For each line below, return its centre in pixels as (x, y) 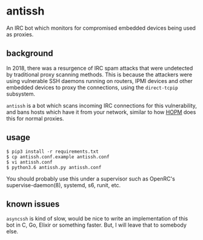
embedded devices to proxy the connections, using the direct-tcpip (92, 87)
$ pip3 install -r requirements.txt (52, 152)
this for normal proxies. (35, 118)
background (30, 54)
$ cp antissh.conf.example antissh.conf (58, 157)
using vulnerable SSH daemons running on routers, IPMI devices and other (99, 81)
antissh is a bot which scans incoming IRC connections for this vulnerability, (101, 105)
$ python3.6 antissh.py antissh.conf (54, 167)
